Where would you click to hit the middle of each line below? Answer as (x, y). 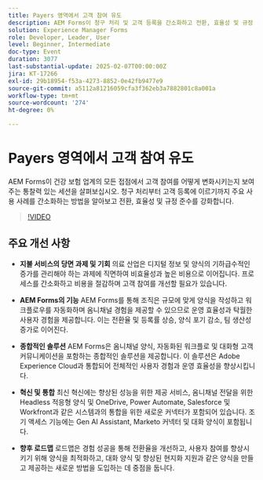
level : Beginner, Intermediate (59, 45)
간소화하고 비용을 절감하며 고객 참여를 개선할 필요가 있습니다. (134, 283)
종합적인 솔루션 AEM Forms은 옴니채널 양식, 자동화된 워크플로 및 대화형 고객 (136, 346)
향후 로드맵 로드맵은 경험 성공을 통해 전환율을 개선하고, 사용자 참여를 (124, 448)
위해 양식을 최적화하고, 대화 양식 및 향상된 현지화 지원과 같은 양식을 (137, 458)
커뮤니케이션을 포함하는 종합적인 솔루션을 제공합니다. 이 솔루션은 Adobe (130, 356)
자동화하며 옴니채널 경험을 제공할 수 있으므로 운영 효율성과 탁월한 (153, 310)
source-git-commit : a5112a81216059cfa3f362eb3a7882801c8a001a (112, 88)
